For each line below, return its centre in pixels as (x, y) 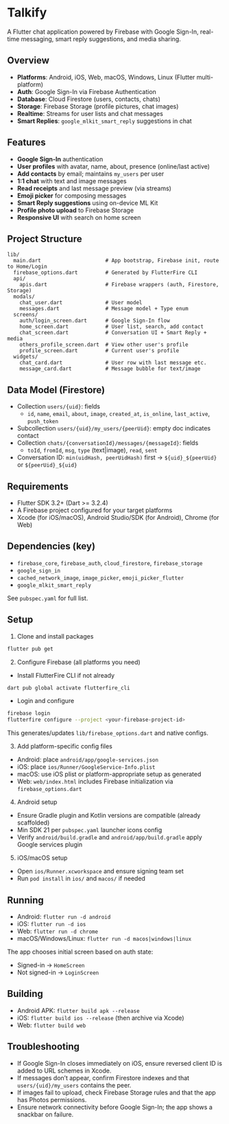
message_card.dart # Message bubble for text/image (110, 369)
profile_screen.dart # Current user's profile (99, 351)
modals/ (24, 297)
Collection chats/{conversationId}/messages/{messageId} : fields (108, 443)
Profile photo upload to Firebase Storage (75, 210)
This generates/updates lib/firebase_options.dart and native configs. (108, 733)
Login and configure (46, 701)
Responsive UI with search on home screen (79, 217)
